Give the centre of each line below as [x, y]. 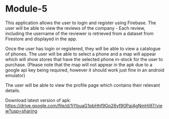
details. [13, 90]
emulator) [15, 75]
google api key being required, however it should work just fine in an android [85, 70]
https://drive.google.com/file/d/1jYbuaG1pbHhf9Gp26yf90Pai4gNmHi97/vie [84, 105]
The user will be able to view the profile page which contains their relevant [83, 85]
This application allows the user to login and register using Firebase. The [81, 23]
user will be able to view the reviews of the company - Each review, [75, 28]
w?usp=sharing [21, 111]
